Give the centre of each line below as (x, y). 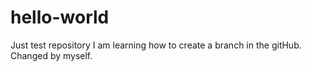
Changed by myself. (51, 55)
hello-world (60, 17)
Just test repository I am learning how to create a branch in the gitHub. (156, 45)
